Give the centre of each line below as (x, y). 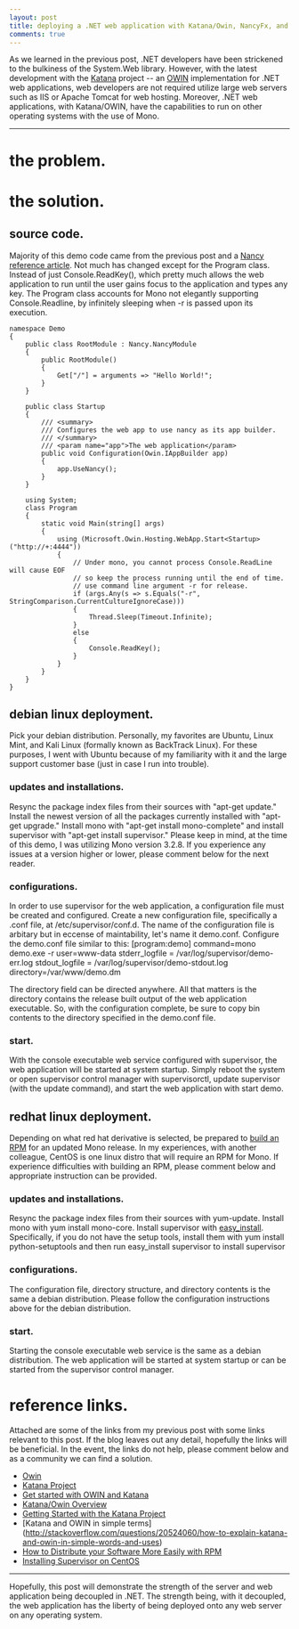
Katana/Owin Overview (65, 1504)
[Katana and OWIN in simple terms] (87, 1523)
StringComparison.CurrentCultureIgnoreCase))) (97, 601)
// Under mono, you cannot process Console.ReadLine (173, 562)
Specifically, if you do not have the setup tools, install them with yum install (147, 1237)
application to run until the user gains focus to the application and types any (149, 284)
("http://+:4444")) (45, 547)
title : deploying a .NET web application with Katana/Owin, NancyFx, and (149, 26)
